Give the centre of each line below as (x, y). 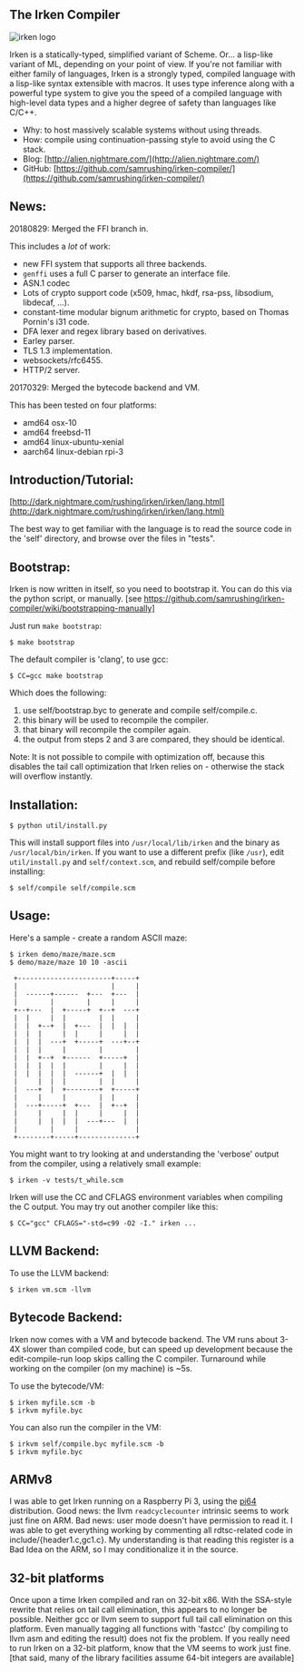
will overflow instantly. (51, 776)
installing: (27, 871)
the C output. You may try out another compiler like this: (114, 1206)
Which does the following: (58, 693)
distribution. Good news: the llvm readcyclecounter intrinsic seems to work (149, 1511)
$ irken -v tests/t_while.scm (67, 1180)
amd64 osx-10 (49, 422)
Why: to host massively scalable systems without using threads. (142, 130)
